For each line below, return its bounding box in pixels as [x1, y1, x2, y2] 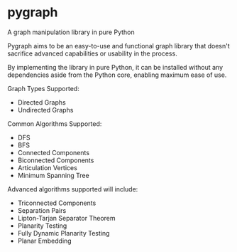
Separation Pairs [17, 206, 67, 214]
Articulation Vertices [17, 163, 78, 172]
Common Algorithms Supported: [7, 119, 102, 128]
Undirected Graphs [17, 105, 74, 114]
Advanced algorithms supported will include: [7, 184, 138, 193]
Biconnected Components [17, 156, 94, 164]
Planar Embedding [17, 236, 72, 245]
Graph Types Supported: [7, 84, 79, 93]
